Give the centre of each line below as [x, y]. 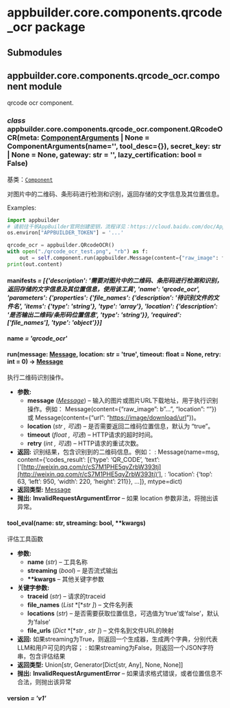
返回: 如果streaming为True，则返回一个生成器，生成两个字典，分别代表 [117, 639]
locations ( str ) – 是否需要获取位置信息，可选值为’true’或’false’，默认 [123, 613]
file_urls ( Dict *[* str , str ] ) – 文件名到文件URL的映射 [101, 631]
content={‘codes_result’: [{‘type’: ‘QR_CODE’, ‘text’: [88, 460]
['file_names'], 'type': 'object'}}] [55, 323]
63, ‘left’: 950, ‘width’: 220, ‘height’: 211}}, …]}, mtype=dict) [100, 482]
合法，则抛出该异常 [44, 682]
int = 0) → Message [35, 361]
